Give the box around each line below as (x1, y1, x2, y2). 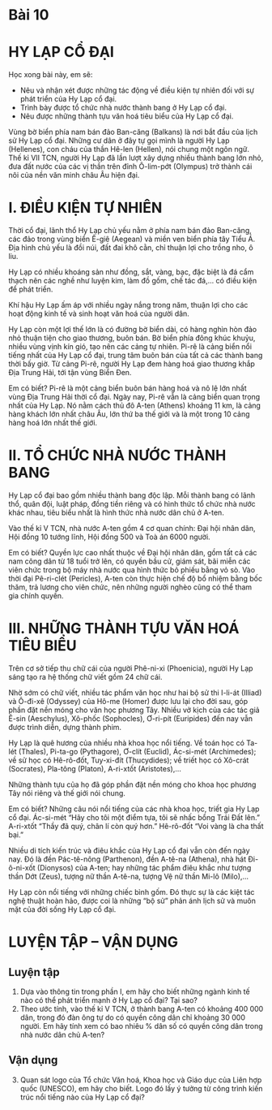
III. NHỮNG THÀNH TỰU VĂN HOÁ (8, 620, 240, 638)
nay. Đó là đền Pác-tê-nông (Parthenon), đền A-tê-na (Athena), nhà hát (8, 854, 247, 864)
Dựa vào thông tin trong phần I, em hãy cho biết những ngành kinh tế (19, 987, 250, 996)
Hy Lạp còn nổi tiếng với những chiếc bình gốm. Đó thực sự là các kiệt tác (8, 887, 255, 896)
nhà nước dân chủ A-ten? (19, 1030, 105, 1039)
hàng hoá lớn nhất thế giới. (8, 418, 98, 428)
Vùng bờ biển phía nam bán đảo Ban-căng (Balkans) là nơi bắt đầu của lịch (8, 127, 258, 137)
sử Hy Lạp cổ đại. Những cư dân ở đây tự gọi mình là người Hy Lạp (8, 136, 230, 145)
